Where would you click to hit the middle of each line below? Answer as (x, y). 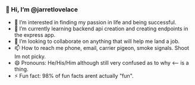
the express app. (35, 35)
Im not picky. (30, 56)
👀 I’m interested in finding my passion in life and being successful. (95, 23)
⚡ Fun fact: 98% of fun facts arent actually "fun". (74, 76)
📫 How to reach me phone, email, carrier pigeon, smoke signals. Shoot (102, 48)
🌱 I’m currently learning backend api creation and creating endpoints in (101, 29)
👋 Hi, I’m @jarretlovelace (42, 10)
